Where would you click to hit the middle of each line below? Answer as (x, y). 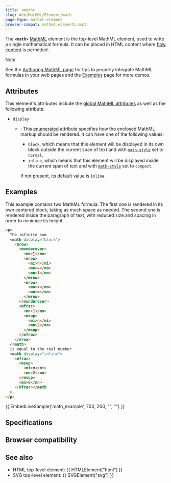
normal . (35, 155)
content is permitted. (27, 50)
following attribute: (25, 109)
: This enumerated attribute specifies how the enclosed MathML (88, 129)
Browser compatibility (41, 440)
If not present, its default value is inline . (63, 176)
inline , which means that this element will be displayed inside (93, 161)
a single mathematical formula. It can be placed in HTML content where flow (86, 45)
